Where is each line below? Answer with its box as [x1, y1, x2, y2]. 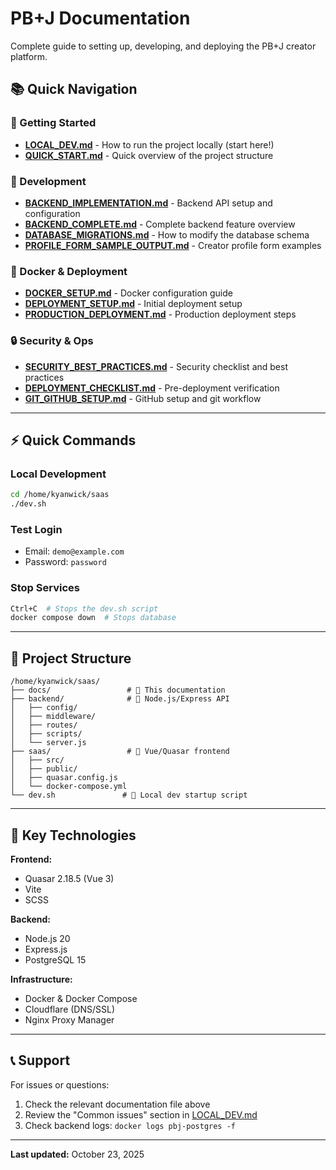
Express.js [24, 943, 68, 955]
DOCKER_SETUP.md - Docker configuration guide [24, 287, 233, 299]
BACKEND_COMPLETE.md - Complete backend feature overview [24, 218, 296, 230]
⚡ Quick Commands [10, 432, 137, 449]
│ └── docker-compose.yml [10, 782, 128, 792]
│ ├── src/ [10, 755, 65, 766]
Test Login [10, 522, 63, 536]
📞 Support [10, 1052, 71, 1069]
